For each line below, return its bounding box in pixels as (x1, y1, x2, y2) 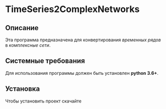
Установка (5, 84, 40, 93)
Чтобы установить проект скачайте (5, 98, 82, 104)
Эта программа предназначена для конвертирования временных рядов (5, 37, 161, 43)
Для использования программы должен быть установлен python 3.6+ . (5, 70, 158, 76)
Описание (5, 24, 39, 32)
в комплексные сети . (5, 42, 51, 48)
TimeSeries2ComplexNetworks (5, 4, 140, 15)
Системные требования (5, 57, 86, 65)
